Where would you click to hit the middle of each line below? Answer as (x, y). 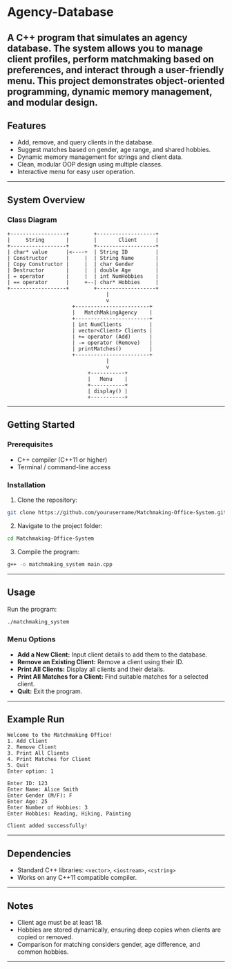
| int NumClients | (113, 325)
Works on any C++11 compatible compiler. (77, 878)
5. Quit (18, 765)
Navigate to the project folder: (60, 525)
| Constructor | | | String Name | (83, 258)
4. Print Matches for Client (49, 760)
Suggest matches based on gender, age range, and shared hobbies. (114, 150)
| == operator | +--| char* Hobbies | (83, 283)
